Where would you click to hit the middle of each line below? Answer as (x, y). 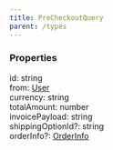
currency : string (40, 97)
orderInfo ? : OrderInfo (49, 135)
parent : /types (38, 26)
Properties (33, 58)
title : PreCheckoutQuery (56, 18)
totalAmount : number (49, 106)
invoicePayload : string (51, 116)
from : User (30, 87)
